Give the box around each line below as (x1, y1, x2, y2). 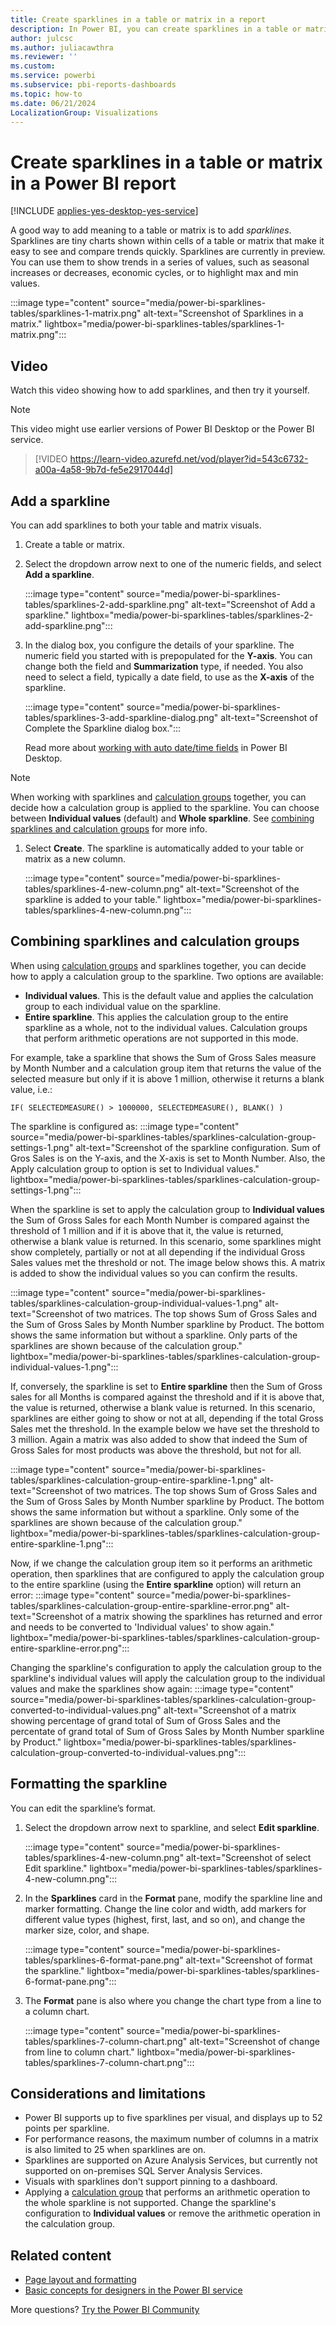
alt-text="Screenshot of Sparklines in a (143, 307, 304, 320)
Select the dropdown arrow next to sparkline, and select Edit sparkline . (24, 1821, 320, 1833)
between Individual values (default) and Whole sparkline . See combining (10, 812, 315, 824)
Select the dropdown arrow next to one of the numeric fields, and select (24, 557, 322, 570)
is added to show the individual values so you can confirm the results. (10, 1267, 298, 1279)
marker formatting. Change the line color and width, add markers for (24, 1902, 307, 1915)
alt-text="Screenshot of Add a (191, 598, 316, 610)
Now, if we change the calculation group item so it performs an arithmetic (10, 1557, 313, 1569)
